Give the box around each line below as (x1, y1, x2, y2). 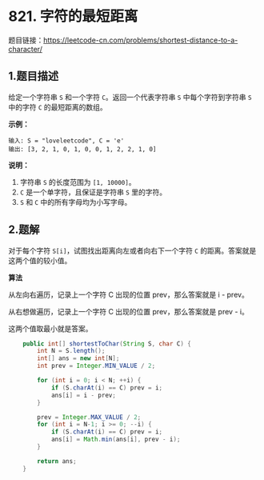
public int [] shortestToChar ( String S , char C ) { (22, 339, 192, 348)
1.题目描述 (8, 70, 59, 83)
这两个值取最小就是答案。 (8, 323, 93, 333)
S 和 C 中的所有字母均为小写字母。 (19, 197, 132, 206)
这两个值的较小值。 (8, 255, 72, 265)
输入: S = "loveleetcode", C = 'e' (8, 137, 125, 145)
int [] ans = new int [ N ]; (37, 354, 120, 362)
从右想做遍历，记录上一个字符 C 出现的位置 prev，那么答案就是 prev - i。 (8, 306, 250, 316)
